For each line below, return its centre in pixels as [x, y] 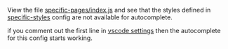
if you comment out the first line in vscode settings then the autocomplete [114, 31]
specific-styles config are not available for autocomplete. [90, 17]
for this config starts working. [50, 38]
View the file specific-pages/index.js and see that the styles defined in [109, 10]
